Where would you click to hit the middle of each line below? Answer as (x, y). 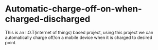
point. (11, 42)
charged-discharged (48, 19)
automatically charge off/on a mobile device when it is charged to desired (79, 37)
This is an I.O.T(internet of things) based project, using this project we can (79, 32)
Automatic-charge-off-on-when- (74, 9)
